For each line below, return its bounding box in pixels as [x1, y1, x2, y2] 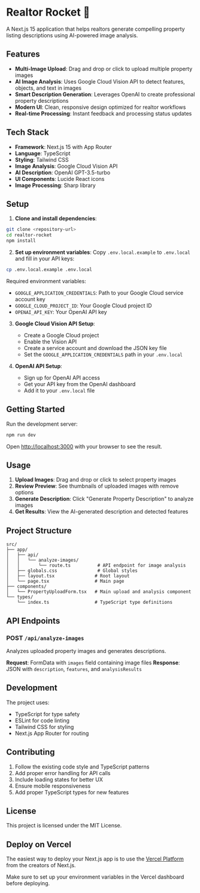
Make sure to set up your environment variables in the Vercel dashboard [6, 873, 184, 880]
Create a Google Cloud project [23, 331, 99, 339]
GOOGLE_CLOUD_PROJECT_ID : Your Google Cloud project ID [14, 302, 152, 309]
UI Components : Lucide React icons [14, 175, 105, 182]
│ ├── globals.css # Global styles [6, 568, 138, 574]
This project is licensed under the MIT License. [6, 822, 122, 829]
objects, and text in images [14, 84, 82, 91]
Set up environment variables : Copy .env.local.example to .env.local [14, 249, 190, 256]
